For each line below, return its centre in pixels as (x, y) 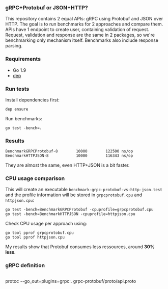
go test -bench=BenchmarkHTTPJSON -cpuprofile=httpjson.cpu (71, 214)
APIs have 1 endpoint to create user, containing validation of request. (77, 30)
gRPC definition (25, 266)
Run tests (17, 89)
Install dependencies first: (33, 100)
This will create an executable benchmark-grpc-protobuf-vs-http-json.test (84, 190)
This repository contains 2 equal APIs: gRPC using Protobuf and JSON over (84, 19)
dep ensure (17, 109)
